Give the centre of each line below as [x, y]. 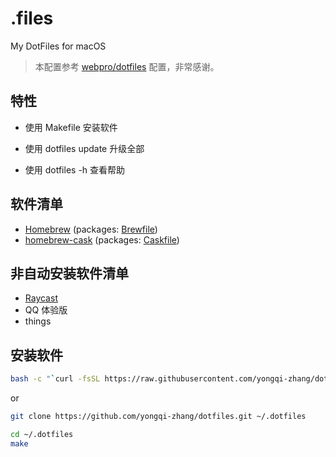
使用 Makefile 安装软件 [71, 127]
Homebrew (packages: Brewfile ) [91, 229]
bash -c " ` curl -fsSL [55, 379]
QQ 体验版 [46, 310]
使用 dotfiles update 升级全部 [84, 148]
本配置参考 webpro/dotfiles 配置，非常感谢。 [127, 66]
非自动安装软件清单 [69, 273]
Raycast [41, 298]
